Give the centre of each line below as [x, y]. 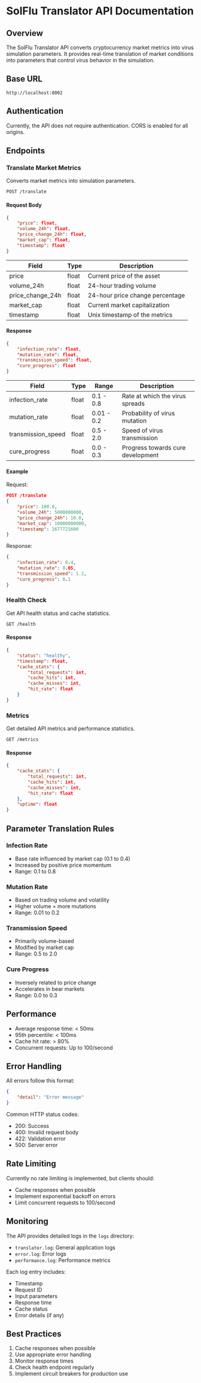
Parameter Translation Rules [60, 828]
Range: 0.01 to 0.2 [37, 913]
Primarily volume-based [44, 941]
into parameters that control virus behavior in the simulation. [80, 60]
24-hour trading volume [122, 286]
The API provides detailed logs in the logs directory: [70, 1236]
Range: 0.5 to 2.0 [36, 954]
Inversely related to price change [56, 982]
